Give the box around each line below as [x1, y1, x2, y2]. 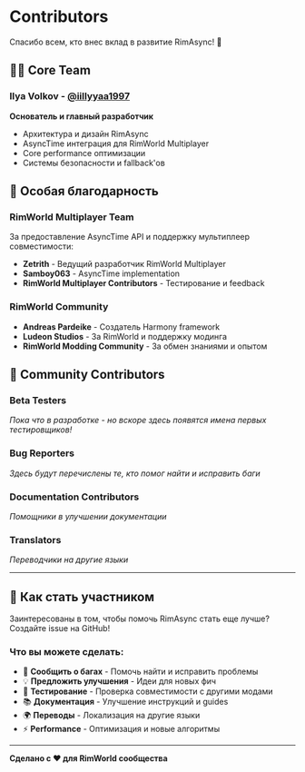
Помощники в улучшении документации [9, 510, 167, 521]
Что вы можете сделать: [9, 645, 124, 658]
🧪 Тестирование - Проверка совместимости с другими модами [22, 686, 274, 697]
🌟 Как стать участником [9, 589, 154, 605]
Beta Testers [9, 393, 66, 406]
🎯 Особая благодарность [9, 183, 159, 199]
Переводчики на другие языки [9, 554, 129, 565]
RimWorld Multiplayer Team [9, 211, 134, 223]
